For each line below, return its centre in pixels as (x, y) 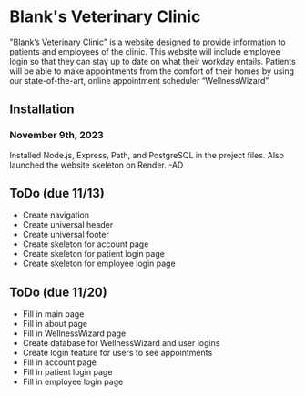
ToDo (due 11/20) (58, 292)
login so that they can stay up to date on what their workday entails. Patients (152, 61)
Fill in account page (60, 362)
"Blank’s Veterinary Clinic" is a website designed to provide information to (147, 42)
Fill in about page (55, 324)
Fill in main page (53, 314)
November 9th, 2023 (57, 136)
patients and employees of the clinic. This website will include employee (145, 51)
